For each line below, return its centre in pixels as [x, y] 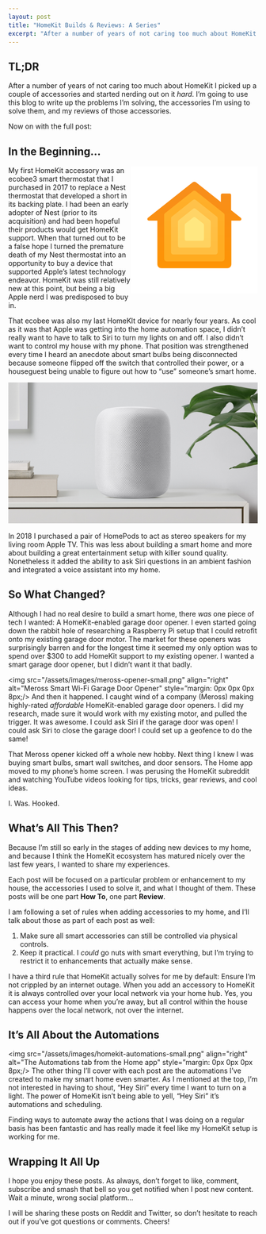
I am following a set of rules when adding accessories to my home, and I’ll [129, 912]
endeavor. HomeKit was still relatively [69, 280]
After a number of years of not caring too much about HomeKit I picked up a [133, 86]
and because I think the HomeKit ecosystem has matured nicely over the [127, 855]
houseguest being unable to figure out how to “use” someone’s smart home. [132, 371]
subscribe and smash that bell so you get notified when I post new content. [131, 1190]
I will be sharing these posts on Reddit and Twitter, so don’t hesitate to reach [133, 1213]
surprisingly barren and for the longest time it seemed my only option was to [133, 648]
